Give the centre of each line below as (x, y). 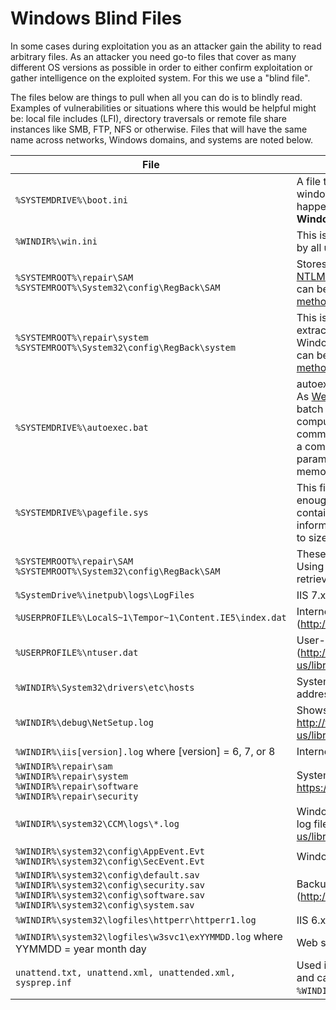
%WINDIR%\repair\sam (64, 766)
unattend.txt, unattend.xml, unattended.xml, (125, 972)
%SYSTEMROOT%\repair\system (82, 337)
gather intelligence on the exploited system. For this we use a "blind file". (160, 78)
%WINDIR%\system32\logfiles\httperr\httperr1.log (136, 920)
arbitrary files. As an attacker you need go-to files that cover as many (153, 56)
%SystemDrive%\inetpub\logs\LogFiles (105, 595)
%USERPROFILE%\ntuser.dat (77, 652)
